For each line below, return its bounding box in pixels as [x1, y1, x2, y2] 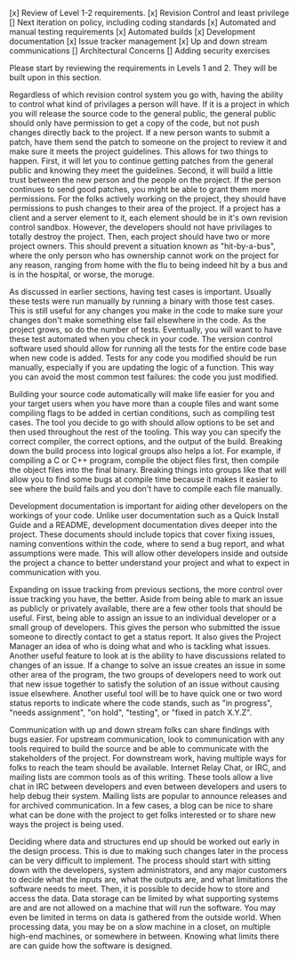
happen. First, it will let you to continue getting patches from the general [9, 156, 274, 166]
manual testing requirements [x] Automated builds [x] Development [9, 27, 256, 37]
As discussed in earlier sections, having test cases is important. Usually [9, 287, 272, 297]
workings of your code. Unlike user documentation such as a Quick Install [9, 510, 280, 520]
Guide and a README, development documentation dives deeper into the [9, 520, 278, 530]
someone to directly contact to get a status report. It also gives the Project [9, 631, 282, 642]
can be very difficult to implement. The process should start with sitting [9, 855, 271, 866]
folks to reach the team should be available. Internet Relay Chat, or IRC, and [9, 762, 286, 773]
